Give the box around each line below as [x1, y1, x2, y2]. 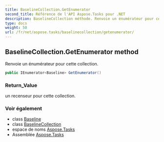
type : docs [5, 20, 27, 26]
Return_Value [5, 81, 38, 88]
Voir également [5, 105, 42, 112]
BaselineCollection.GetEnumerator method [5, 48, 139, 56]
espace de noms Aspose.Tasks [12, 126, 75, 132]
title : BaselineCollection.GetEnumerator [5, 7, 91, 12]
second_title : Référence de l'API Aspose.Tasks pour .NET [5, 12, 125, 17]
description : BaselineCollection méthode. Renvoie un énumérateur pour [5, 16, 154, 21]
